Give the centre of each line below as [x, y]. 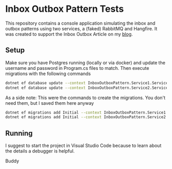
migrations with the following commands [48, 73]
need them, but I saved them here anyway [50, 103]
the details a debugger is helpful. [40, 151]
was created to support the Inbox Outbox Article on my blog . [69, 34]
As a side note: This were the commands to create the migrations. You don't [85, 98]
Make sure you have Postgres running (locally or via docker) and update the [85, 63]
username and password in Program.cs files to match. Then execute [77, 68]
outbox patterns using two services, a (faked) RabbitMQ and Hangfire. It [81, 28]
